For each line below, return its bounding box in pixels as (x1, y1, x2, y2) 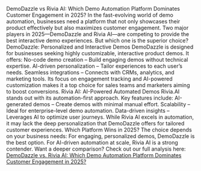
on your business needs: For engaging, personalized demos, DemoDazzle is (6, 133, 195, 140)
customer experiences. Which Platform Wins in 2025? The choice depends (6, 126, 193, 133)
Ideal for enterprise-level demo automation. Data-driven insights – (6, 107, 170, 114)
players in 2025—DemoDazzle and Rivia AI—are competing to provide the (6, 31, 190, 38)
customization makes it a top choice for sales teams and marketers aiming (6, 82, 190, 89)
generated (6, 101, 32, 107)
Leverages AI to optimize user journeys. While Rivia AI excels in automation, (6, 113, 194, 121)
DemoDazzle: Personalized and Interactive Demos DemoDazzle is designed (6, 43, 194, 50)
